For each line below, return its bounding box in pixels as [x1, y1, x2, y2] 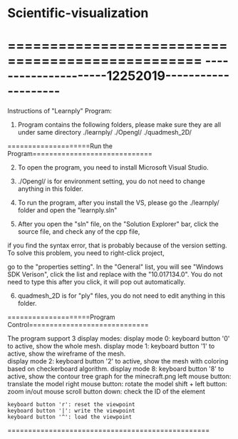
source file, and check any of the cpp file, [17, 227, 140, 236]
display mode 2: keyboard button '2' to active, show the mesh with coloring [7, 357, 229, 366]
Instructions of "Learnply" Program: [7, 107, 113, 115]
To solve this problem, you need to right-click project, [7, 249, 165, 257]
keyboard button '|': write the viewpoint [7, 408, 135, 415]
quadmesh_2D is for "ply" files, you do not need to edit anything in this [17, 291, 226, 300]
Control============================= [7, 321, 149, 329]
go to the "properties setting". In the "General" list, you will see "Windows [7, 262, 224, 272]
